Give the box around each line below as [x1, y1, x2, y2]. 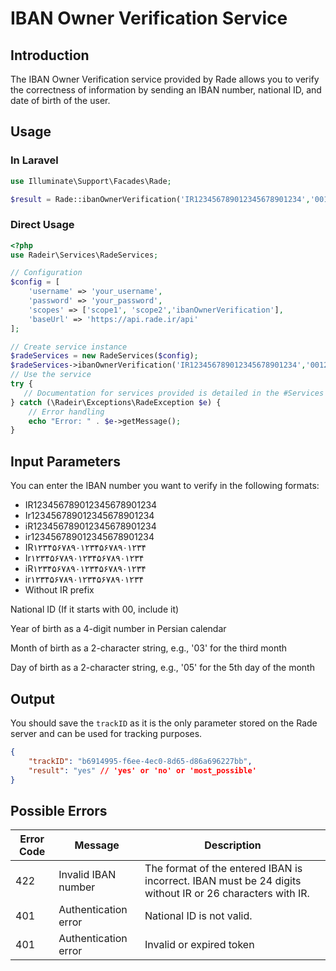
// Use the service [10, 370, 92, 380]
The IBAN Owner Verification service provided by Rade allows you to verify [10, 73, 320, 85]
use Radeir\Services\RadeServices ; [10, 250, 159, 260]
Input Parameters [10, 453, 121, 470]
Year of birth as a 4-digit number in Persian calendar [10, 623, 227, 635]
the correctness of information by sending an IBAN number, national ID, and [10, 84, 322, 96]
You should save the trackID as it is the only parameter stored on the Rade [10, 717, 318, 729]
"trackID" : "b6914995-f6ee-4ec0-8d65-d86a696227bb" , [28, 756, 253, 766]
